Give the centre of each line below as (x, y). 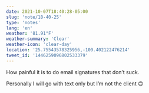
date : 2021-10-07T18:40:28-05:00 (47, 11)
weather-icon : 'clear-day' (39, 45)
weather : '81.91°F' (30, 34)
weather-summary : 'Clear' (38, 39)
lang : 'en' (19, 28)
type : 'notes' (24, 22)
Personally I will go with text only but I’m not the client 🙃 (75, 84)
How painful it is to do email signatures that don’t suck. (73, 72)
